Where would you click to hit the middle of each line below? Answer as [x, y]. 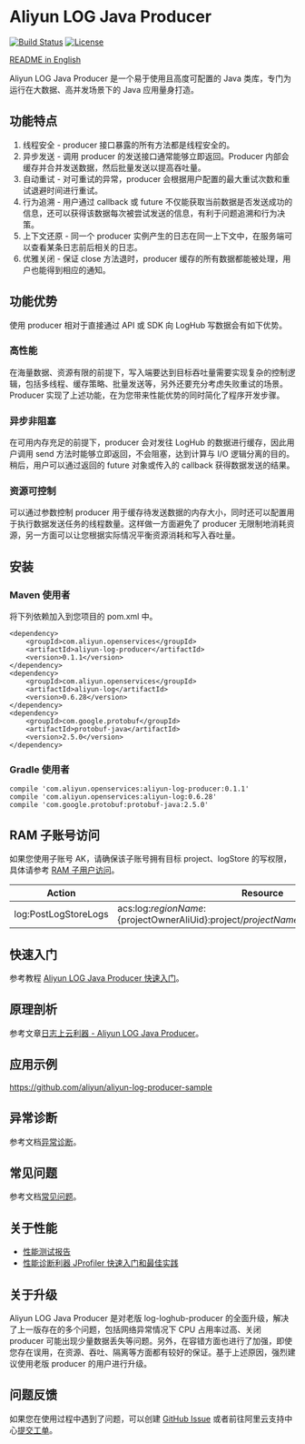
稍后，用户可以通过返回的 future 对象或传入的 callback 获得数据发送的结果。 [152, 465]
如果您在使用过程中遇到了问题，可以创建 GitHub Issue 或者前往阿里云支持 [147, 1419]
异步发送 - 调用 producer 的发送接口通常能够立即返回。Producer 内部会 [156, 156]
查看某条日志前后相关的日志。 [86, 247]
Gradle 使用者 [39, 770]
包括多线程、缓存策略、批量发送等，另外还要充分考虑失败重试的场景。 [156, 383]
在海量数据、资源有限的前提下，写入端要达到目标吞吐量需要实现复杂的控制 [148, 372]
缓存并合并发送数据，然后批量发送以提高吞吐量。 [114, 167]
